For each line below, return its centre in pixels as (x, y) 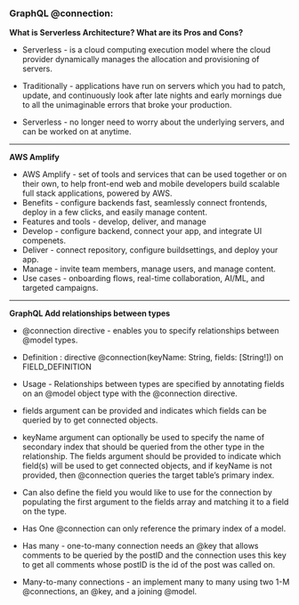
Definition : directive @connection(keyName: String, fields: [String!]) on (153, 358)
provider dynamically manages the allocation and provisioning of (141, 60)
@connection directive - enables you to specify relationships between (150, 331)
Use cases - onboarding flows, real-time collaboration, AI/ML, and (143, 278)
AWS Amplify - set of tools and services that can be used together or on (154, 174)
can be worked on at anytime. (77, 132)
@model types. (50, 340)
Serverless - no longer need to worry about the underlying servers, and (153, 122)
